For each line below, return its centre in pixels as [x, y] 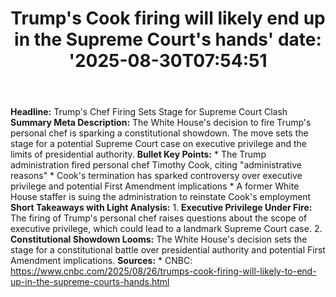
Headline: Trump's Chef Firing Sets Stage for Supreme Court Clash [149, 112]
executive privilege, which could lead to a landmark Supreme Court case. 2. [166, 229]
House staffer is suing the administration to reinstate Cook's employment [161, 197]
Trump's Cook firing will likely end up [168, 18]
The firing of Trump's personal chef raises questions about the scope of [159, 218]
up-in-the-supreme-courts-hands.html [90, 282]
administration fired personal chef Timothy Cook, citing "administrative [156, 165]
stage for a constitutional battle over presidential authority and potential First [168, 250]
